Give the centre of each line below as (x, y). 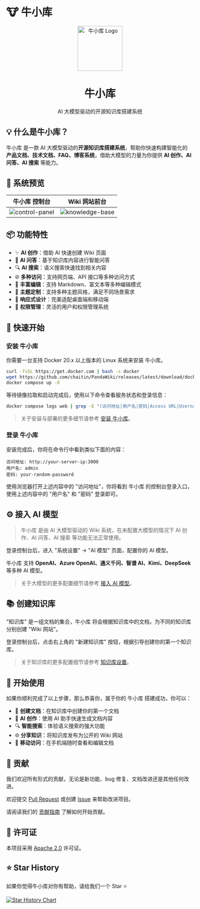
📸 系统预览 (25, 183)
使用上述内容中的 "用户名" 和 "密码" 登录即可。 (63, 494)
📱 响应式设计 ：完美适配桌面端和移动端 (62, 299)
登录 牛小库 (22, 435)
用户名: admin (22, 468)
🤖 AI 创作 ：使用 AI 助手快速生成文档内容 (64, 718)
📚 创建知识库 (31, 604)
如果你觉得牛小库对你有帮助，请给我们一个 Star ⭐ (67, 886)
